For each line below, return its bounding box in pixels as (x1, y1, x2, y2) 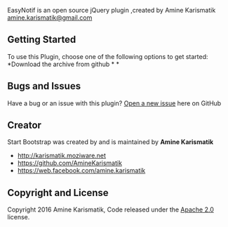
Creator (7, 119, 42, 131)
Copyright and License (7, 186, 109, 199)
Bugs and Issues (7, 80, 81, 92)
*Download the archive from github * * (7, 60, 119, 68)
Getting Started (7, 34, 76, 46)
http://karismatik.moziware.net (17, 151, 107, 160)
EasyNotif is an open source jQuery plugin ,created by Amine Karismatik (7, 6, 216, 14)
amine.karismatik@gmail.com (7, 13, 93, 22)
